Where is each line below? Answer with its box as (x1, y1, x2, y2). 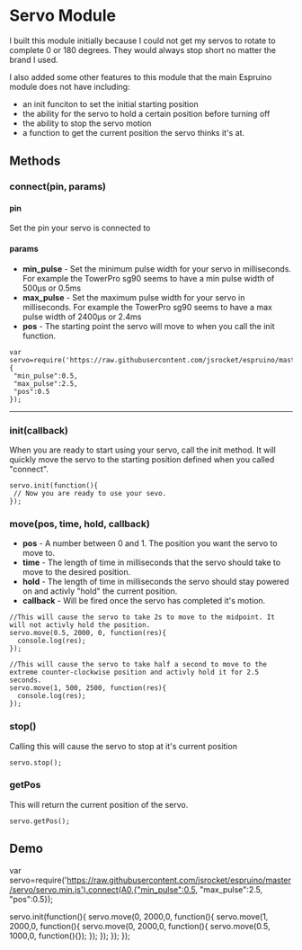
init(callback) (9, 424, 69, 436)
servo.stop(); (9, 757, 63, 767)
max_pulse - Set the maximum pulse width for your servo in (22, 291, 245, 302)
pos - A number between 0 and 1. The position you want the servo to (22, 538, 278, 549)
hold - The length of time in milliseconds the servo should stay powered (22, 577, 289, 587)
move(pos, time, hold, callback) (9, 517, 150, 530)
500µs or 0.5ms (22, 282, 82, 293)
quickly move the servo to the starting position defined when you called (9, 453, 275, 464)
